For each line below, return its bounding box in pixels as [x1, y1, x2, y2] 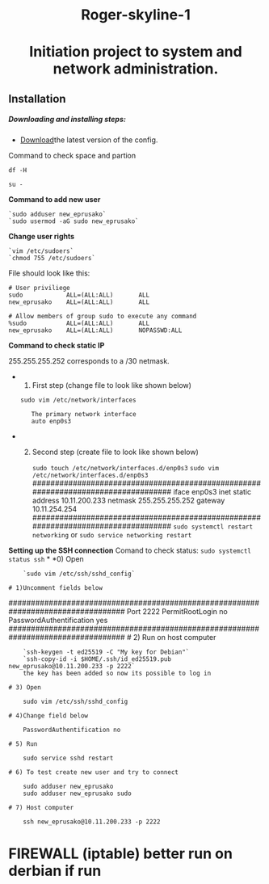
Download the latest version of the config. [19, 135, 158, 145]
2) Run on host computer [132, 632, 216, 642]
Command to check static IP [8, 340, 105, 350]
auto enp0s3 [31, 417, 72, 425]
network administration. [53, 60, 219, 78]
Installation [8, 91, 66, 106]
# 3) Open [8, 683, 42, 692]
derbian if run [8, 861, 102, 880]
